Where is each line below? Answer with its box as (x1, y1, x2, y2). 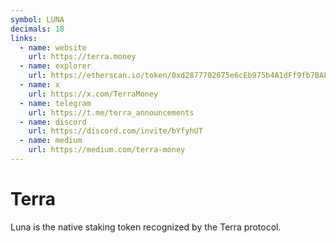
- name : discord (19, 117, 87, 127)
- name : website (19, 42, 87, 53)
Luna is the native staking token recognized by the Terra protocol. (10, 221, 282, 233)
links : (10, 33, 38, 43)
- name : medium (19, 136, 83, 146)
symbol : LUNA (10, 14, 65, 25)
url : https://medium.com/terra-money (28, 145, 186, 155)
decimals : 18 (10, 24, 65, 34)
